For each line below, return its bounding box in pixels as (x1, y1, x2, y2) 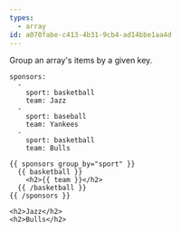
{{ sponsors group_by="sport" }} (9, 159, 136, 169)
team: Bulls (25, 144, 71, 153)
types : (9, 13, 34, 23)
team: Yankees (25, 120, 79, 130)
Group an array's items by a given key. (9, 55, 153, 66)
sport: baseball (25, 112, 88, 121)
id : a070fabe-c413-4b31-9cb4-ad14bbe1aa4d (9, 30, 172, 39)
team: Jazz (25, 96, 67, 105)
